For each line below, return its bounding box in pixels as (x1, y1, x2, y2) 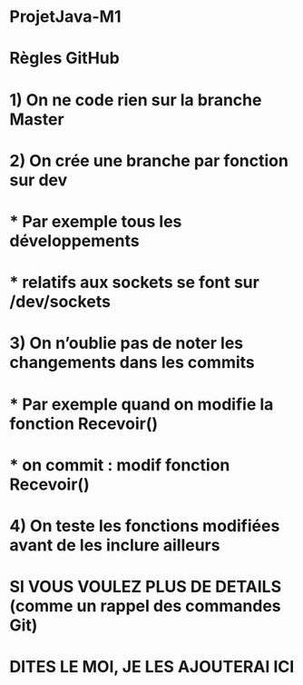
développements (9, 230, 140, 251)
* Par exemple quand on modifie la (9, 393, 274, 414)
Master (9, 109, 65, 129)
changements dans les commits (9, 352, 256, 373)
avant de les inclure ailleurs (9, 534, 220, 555)
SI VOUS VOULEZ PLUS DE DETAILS (9, 577, 282, 597)
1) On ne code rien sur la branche (9, 89, 262, 110)
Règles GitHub (9, 48, 120, 69)
